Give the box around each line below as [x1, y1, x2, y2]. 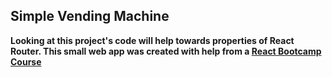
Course [10, 55, 42, 68]
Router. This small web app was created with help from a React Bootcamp [10, 45, 322, 57]
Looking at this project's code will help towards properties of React [10, 34, 295, 46]
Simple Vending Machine [10, 8, 170, 25]
